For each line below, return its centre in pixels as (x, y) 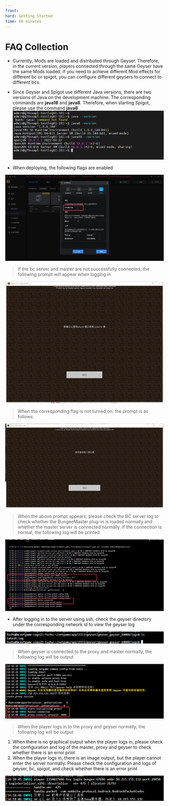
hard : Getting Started (29, 16)
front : (12, 11)
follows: (26, 417)
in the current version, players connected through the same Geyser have (88, 66)
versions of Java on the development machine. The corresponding (81, 97)
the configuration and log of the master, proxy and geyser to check (82, 747)
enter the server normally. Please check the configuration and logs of (84, 763)
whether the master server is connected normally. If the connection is (90, 527)
